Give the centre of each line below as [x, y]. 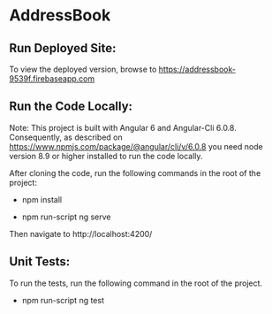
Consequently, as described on [66, 137]
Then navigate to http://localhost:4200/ [81, 234]
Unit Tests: [40, 262]
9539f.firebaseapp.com [52, 79]
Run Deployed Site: [63, 48]
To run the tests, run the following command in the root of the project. [136, 283]
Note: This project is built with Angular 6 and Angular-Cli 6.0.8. [123, 127]
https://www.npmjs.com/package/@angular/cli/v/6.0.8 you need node [136, 146]
